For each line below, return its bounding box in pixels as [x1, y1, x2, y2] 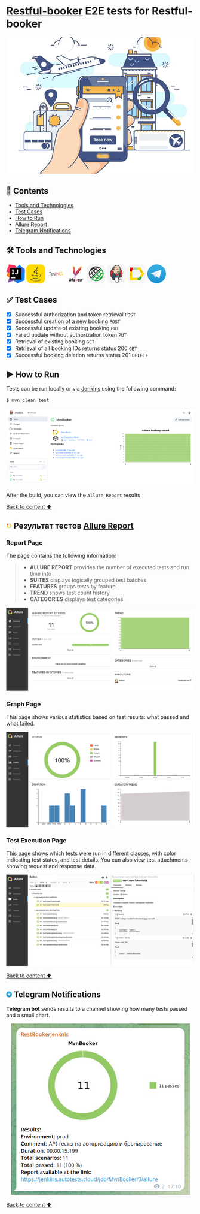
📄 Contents [6, 186, 49, 196]
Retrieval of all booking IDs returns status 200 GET [14, 345, 137, 352]
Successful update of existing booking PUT [14, 325, 119, 332]
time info [29, 570, 52, 577]
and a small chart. [6, 1011, 50, 1019]
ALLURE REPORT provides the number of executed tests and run [29, 563, 190, 570]
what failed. [6, 720, 35, 727]
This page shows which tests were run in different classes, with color [6, 850, 177, 857]
